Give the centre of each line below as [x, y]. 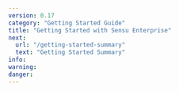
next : [17, 38]
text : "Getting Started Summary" [70, 52]
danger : [21, 74]
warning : [23, 67]
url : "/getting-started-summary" [70, 45]
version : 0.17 [32, 15]
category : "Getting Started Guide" [67, 23]
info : [17, 60]
